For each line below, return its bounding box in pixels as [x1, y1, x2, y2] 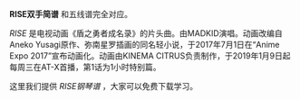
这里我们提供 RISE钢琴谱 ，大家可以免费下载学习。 [9, 81, 198, 91]
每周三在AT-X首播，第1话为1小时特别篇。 [9, 62, 161, 72]
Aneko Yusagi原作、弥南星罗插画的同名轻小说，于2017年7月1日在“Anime [9, 40, 280, 50]
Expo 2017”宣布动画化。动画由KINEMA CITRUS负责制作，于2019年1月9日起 [9, 50, 292, 61]
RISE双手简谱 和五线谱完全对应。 [9, 9, 133, 19]
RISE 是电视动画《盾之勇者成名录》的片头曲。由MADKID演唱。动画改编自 [9, 28, 283, 39]
